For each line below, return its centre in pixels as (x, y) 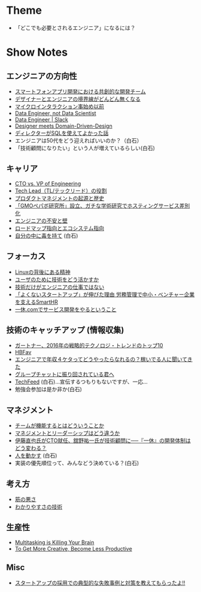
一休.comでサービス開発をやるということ (66, 309)
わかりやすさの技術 (39, 507)
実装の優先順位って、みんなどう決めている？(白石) (77, 463)
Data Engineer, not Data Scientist (56, 113)
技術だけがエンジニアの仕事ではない (60, 287)
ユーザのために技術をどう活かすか (57, 279)
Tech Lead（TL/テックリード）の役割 (61, 191)
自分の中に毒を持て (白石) (46, 235)
